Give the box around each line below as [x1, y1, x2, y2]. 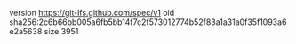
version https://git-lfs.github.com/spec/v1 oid [9, 8, 175, 18]
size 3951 [44, 26, 79, 36]
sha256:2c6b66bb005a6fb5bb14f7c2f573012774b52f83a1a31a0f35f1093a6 [9, 17, 287, 27]
